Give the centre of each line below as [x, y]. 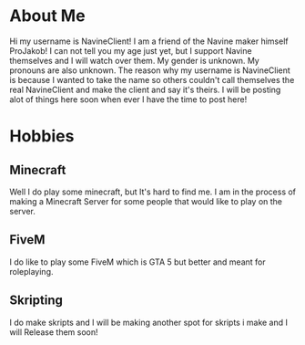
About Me [47, 16]
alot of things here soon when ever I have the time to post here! [128, 99]
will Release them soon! [54, 332]
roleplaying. [31, 271]
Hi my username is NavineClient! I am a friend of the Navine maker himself [149, 41]
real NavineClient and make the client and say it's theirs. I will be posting [145, 89]
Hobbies [42, 136]
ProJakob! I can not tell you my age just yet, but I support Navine [131, 50]
